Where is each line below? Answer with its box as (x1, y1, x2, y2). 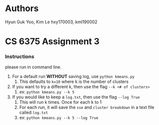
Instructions (5, 53, 35, 60)
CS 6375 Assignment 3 (5, 36, 100, 47)
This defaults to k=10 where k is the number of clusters (19, 78, 129, 85)
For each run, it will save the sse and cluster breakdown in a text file (19, 105, 155, 110)
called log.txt (19, 109, 48, 115)
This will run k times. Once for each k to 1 (19, 99, 102, 105)
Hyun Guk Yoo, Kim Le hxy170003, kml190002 (5, 19, 98, 25)
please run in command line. (5, 64, 62, 70)
